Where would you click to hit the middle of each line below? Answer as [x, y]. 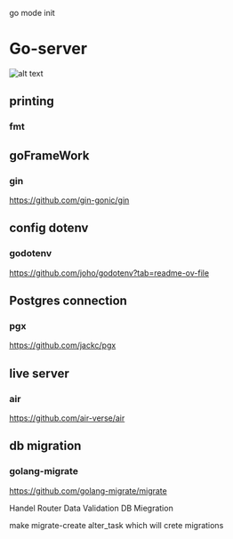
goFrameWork [49, 155]
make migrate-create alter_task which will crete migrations [116, 525]
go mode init [32, 13]
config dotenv [49, 228]
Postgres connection [68, 301]
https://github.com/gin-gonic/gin [69, 200]
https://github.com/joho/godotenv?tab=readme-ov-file [109, 273]
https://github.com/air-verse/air [67, 418]
